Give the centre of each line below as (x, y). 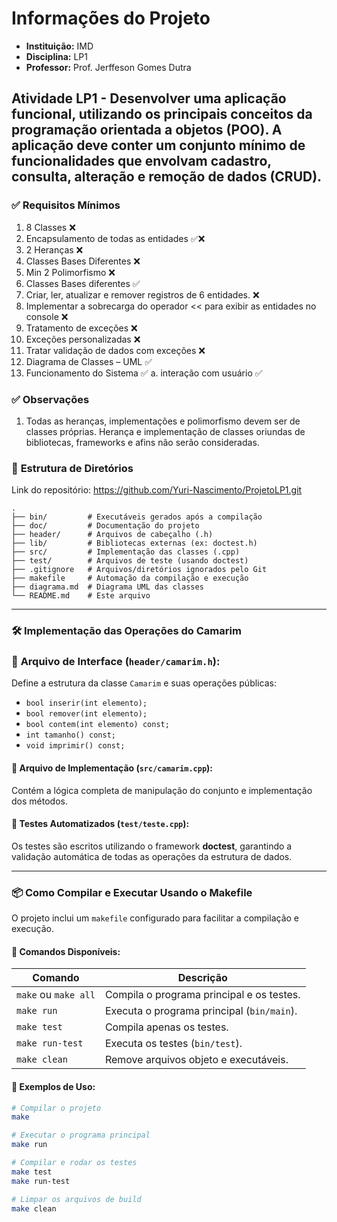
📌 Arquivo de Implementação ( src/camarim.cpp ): (112, 768)
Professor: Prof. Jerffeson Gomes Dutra (108, 67)
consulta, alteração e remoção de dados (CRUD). (167, 177)
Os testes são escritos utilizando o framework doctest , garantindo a (152, 846)
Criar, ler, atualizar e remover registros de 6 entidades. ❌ (142, 294)
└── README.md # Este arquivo (81, 596)
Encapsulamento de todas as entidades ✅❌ (115, 238)
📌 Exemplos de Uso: (53, 1086)
